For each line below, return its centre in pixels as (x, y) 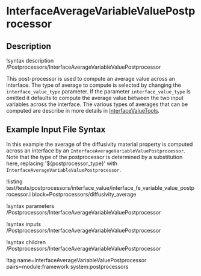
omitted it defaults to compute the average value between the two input (95, 98)
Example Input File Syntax (56, 130)
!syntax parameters (30, 205)
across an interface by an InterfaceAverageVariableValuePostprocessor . (96, 150)
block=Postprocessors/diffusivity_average (84, 194)
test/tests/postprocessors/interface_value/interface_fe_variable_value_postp (100, 187)
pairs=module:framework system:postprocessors (67, 266)
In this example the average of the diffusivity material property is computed (100, 144)
